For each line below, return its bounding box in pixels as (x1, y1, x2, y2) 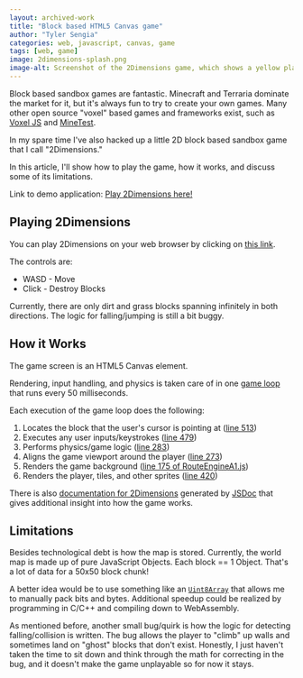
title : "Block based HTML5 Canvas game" (9, 22, 164, 31)
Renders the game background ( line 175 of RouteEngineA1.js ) (22, 461, 250, 472)
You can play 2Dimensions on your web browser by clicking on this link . (9, 238, 276, 249)
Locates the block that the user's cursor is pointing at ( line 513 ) (22, 422, 257, 433)
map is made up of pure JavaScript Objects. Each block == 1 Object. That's (9, 556, 289, 568)
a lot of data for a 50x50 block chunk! (9, 566, 150, 577)
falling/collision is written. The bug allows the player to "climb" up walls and (9, 630, 290, 641)
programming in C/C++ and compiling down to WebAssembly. (9, 603, 240, 614)
